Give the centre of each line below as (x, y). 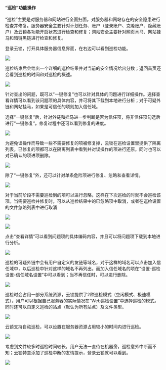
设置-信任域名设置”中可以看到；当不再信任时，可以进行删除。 (68, 275)
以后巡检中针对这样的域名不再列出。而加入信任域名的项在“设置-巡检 (91, 269)
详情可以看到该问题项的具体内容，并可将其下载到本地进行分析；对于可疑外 (85, 100)
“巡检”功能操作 (21, 7)
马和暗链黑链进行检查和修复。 (35, 38)
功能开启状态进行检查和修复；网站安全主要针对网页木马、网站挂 (96, 32)
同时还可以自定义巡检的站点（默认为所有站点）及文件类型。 (66, 307)
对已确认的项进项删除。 (29, 155)
